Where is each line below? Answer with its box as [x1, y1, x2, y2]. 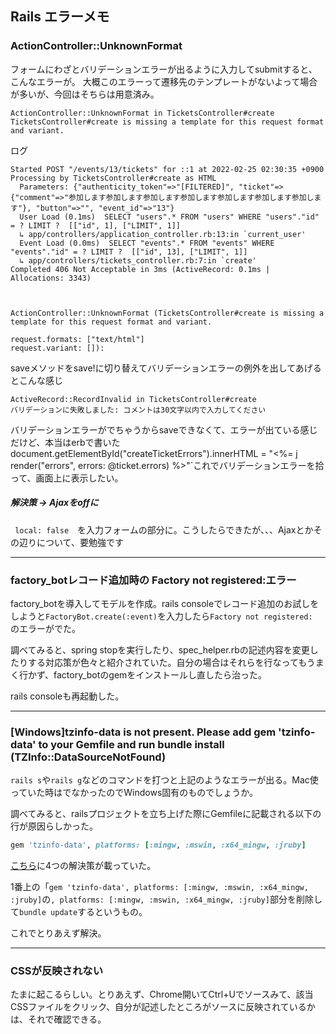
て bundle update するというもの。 [10, 906, 148, 918]
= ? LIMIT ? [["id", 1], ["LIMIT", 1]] [10, 220, 182, 231]
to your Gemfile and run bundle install [38, 737, 225, 751]
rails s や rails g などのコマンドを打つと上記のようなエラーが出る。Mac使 [10, 774, 319, 786]
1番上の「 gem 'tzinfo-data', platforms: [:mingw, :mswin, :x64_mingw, [10, 881, 309, 893]
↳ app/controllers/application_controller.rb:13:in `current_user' [19, 229, 307, 239]
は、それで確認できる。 [10, 1013, 107, 1026]
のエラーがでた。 [10, 622, 81, 634]
